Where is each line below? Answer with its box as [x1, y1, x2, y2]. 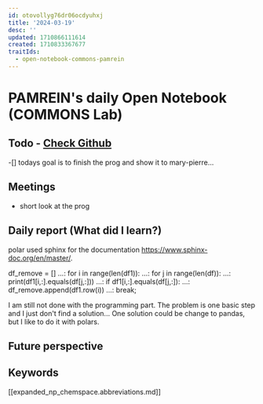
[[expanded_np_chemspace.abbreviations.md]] [8, 387, 161, 396]
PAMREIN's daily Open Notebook [8, 89, 228, 107]
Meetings [8, 180, 57, 194]
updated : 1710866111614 [8, 33, 86, 42]
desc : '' [8, 26, 37, 34]
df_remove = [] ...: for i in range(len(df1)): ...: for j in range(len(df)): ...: [8, 268, 232, 278]
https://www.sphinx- [141, 245, 208, 254]
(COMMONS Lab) [8, 106, 123, 124]
